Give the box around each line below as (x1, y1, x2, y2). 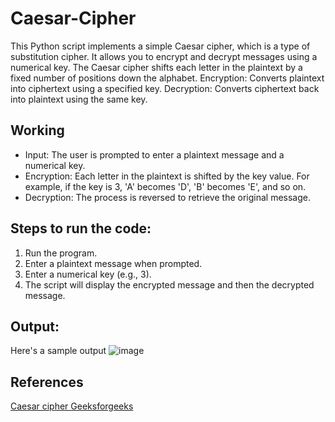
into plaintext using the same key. (10, 93, 148, 105)
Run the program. (24, 247, 98, 259)
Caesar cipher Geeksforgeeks (10, 400, 134, 412)
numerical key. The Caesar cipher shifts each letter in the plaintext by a (10, 61, 303, 73)
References (10, 373, 84, 391)
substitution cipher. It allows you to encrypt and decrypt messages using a (10, 50, 318, 62)
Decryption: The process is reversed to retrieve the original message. (24, 191, 311, 203)
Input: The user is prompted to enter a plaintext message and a (24, 148, 285, 161)
